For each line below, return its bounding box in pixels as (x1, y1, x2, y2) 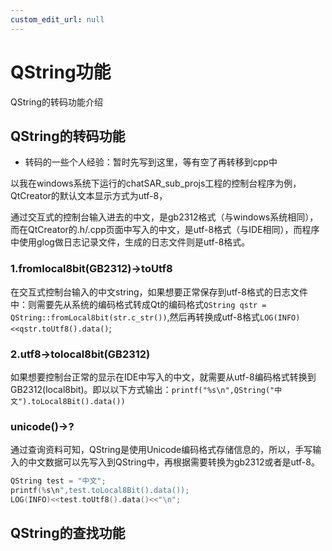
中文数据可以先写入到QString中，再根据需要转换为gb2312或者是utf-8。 (27, 456, 320, 468)
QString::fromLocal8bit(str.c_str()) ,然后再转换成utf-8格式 (10, 311, 260, 323)
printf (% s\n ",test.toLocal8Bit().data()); (10, 486, 190, 496)
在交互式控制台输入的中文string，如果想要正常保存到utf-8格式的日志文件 (10, 286, 309, 298)
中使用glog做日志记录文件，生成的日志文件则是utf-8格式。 (10, 236, 251, 248)
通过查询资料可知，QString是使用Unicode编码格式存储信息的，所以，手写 (10, 444, 313, 456)
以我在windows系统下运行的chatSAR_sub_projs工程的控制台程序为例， (10, 177, 302, 190)
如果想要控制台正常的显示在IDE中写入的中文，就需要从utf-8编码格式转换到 (10, 371, 317, 383)
